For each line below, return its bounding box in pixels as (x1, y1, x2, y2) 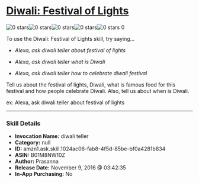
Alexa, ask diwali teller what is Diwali (14, 58, 105, 65)
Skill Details (6, 119, 41, 127)
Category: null (14, 139, 51, 146)
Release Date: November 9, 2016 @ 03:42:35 (14, 164, 126, 171)
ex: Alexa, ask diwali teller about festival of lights (6, 99, 125, 106)
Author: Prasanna (14, 158, 59, 165)
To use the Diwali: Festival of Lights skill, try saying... (6, 35, 135, 42)
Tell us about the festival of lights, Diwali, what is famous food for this (6, 81, 176, 88)
